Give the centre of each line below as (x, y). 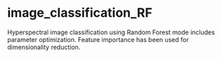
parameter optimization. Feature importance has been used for (98, 39)
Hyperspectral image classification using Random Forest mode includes (111, 32)
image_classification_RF (80, 13)
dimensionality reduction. (44, 47)
